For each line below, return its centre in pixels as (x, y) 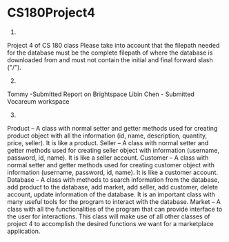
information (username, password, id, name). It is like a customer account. (113, 172)
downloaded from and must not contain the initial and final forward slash (110, 59)
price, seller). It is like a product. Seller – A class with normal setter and (108, 142)
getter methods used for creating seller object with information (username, (113, 150)
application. (24, 231)
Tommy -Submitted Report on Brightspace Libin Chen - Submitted (101, 94)
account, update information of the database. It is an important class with (111, 194)
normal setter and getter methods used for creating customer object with (111, 165)
